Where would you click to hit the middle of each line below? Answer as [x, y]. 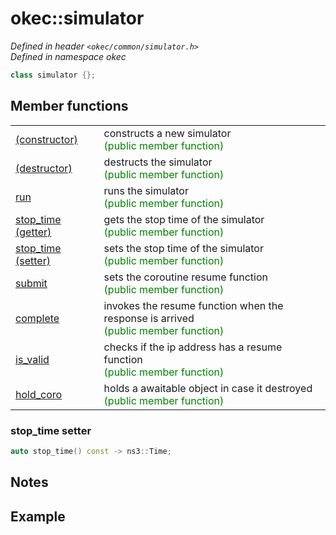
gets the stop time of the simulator [184, 219]
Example [38, 516]
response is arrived [149, 318]
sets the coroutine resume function [186, 277]
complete [37, 318]
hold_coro [39, 394]
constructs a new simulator [167, 133]
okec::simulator [77, 18]
